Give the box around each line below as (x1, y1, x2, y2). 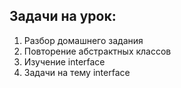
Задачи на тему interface (23, 66, 131, 78)
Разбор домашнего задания (23, 34, 144, 46)
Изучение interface (23, 55, 106, 68)
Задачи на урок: (9, 8, 117, 25)
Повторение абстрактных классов (23, 45, 172, 57)
